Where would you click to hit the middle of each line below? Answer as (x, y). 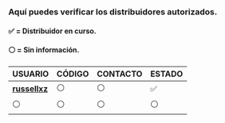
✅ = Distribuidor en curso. (53, 31)
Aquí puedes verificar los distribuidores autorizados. (113, 12)
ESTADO (167, 74)
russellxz (30, 89)
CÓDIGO (73, 74)
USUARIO (31, 74)
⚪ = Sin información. (44, 50)
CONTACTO (120, 74)
